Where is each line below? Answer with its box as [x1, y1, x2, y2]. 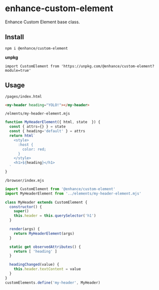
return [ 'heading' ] [14, 249, 57, 254]
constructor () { [9, 204, 42, 209]
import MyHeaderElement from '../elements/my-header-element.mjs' [5, 191, 142, 196]
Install [5, 33, 24, 41]
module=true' [5, 68, 31, 73]
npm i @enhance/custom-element [5, 46, 68, 51]
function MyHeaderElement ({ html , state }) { [5, 120, 101, 125]
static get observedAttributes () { [9, 244, 81, 249]
